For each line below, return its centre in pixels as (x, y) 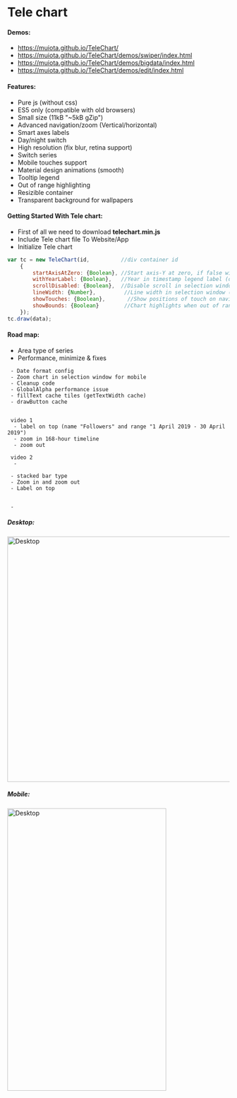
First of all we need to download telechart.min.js (89, 232)
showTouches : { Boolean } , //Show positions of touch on (124, 299)
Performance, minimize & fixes (62, 358)
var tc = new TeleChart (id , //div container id (93, 259)
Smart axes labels (43, 132)
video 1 (22, 420)
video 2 (22, 457)
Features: (22, 86)
